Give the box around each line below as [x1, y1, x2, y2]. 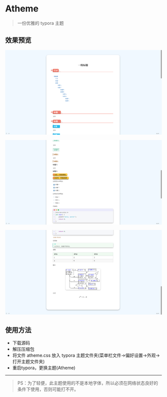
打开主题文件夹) [12, 359, 45, 365]
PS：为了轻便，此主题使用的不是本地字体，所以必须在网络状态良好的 [17, 380, 158, 386]
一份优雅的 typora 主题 [17, 20, 64, 26]
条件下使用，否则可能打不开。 [17, 387, 79, 393]
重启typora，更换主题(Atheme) [12, 365, 76, 371]
